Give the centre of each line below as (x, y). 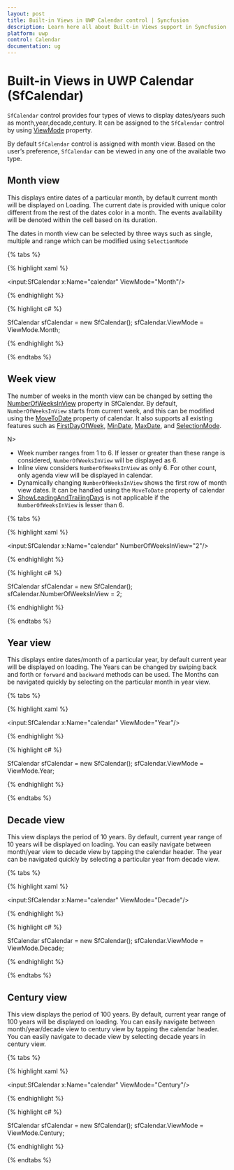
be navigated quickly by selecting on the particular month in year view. (109, 682)
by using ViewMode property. (50, 130)
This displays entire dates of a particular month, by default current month (112, 198)
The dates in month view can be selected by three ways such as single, (110, 233)
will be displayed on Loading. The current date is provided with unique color (117, 205)
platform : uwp (28, 33)
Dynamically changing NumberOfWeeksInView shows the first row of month (122, 482)
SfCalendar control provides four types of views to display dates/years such (116, 115)
